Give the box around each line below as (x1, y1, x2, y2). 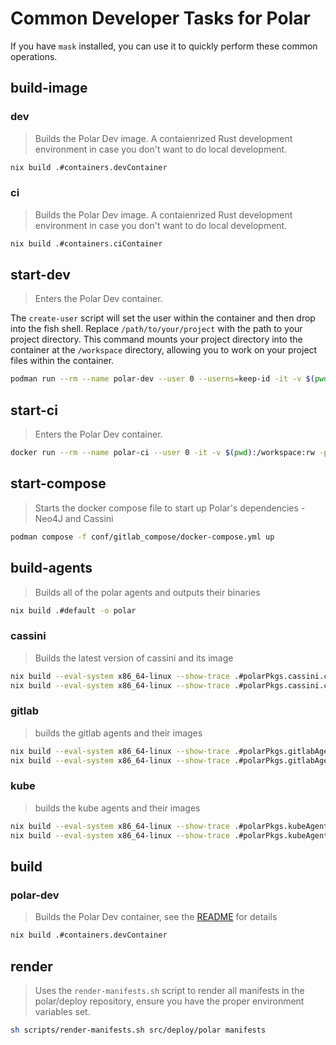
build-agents (10, 560, 93, 577)
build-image (10, 80, 88, 97)
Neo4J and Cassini (34, 512, 114, 524)
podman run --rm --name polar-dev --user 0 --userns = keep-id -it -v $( (10, 374, 315, 384)
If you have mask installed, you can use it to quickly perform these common (10, 40, 318, 52)
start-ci (10, 402, 58, 419)
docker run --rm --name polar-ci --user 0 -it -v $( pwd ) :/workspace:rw (10, 448, 315, 458)
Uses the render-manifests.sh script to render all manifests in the (34, 984, 305, 996)
